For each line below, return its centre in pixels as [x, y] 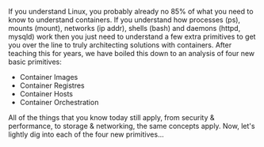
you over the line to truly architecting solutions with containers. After [120, 45]
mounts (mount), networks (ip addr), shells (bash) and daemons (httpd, [124, 28]
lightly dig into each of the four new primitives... [86, 134]
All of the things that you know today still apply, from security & [111, 117]
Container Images [49, 77]
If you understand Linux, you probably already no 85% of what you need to [131, 11]
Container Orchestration [59, 102]
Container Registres [52, 85]
